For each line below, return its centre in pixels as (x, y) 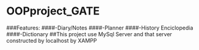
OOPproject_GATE (53, 11)
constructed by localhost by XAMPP (52, 40)
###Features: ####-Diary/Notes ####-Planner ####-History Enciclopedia (100, 28)
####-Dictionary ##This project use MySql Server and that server (89, 34)
